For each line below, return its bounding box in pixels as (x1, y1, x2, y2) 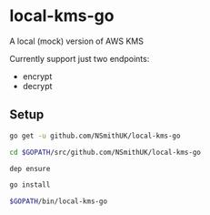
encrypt (22, 70, 53, 82)
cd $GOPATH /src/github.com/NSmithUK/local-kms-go (9, 148, 202, 157)
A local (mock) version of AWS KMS (9, 36, 144, 46)
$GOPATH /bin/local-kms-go (9, 197, 107, 206)
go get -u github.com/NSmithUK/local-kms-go (9, 131, 181, 140)
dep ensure (9, 164, 51, 173)
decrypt (22, 80, 53, 91)
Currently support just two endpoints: (9, 53, 150, 64)
